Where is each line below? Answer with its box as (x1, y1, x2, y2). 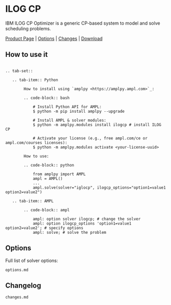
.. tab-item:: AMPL (12, 198, 54, 204)
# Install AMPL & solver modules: (32, 117, 106, 123)
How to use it (5, 50, 48, 59)
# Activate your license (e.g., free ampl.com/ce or (32, 135, 147, 141)
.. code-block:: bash (24, 95, 70, 100)
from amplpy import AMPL (32, 171, 86, 177)
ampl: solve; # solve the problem (32, 230, 106, 235)
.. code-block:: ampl (24, 207, 70, 213)
